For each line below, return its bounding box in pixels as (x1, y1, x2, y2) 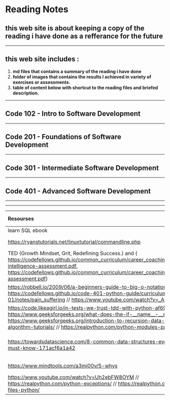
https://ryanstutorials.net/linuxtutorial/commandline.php (8, 238, 141, 245)
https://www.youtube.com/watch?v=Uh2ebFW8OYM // (8, 374, 139, 381)
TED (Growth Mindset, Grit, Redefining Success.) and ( (8, 250, 138, 257)
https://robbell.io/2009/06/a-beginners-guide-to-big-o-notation (8, 284, 167, 291)
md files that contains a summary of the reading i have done (12, 68, 142, 74)
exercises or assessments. (12, 79, 71, 85)
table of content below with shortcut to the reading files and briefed (12, 84, 158, 90)
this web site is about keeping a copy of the (5, 24, 145, 33)
